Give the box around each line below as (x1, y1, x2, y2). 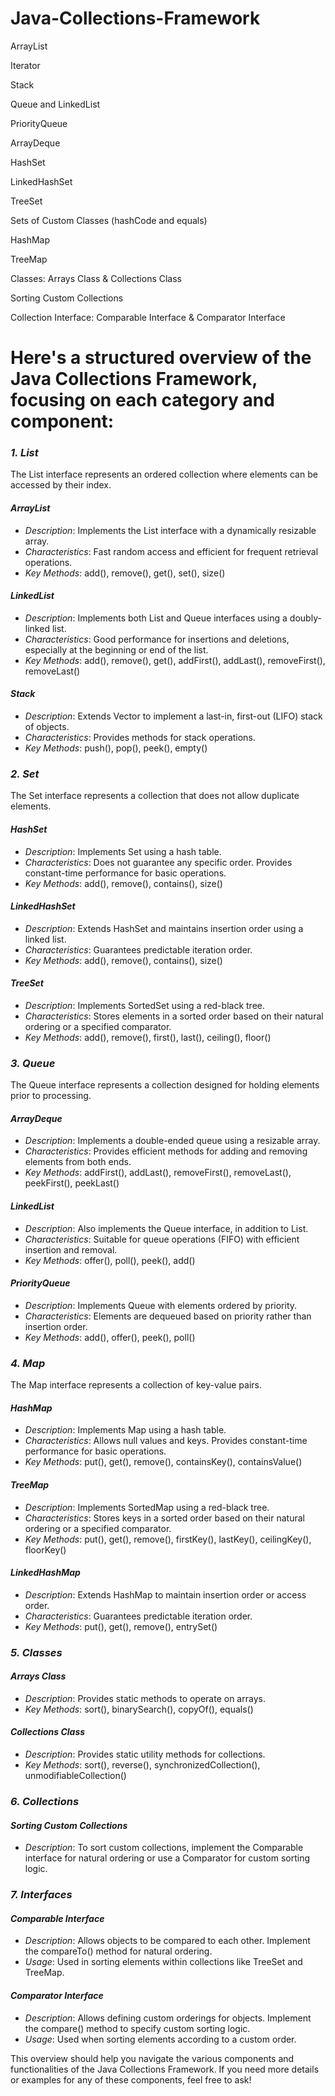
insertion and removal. (24, 1243, 118, 1256)
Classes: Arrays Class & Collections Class (10, 272, 182, 284)
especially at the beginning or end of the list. (24, 643, 209, 656)
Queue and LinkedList (10, 98, 101, 110)
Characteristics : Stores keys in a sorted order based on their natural (24, 1512, 305, 1524)
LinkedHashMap (10, 1567, 81, 1579)
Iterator (10, 59, 41, 71)
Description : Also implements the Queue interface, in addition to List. (24, 1222, 309, 1234)
